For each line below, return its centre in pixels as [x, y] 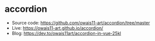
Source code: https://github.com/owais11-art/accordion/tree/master [81, 23]
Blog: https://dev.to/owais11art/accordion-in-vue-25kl [66, 33]
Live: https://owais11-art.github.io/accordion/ [57, 28]
